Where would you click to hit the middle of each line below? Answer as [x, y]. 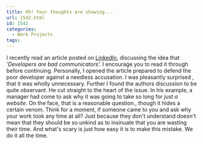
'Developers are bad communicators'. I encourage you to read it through [97, 64]
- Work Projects [32, 35]
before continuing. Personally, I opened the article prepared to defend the [99, 70]
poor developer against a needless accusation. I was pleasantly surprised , [100, 77]
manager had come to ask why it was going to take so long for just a [92, 96]
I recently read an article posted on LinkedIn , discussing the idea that [93, 58]
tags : [13, 40]
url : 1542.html [26, 18]
